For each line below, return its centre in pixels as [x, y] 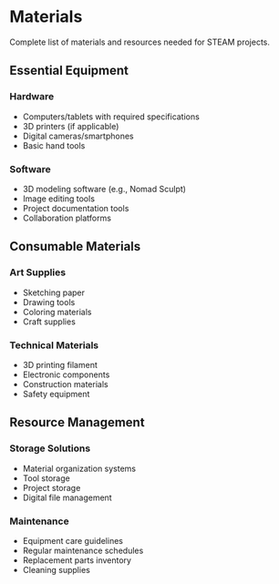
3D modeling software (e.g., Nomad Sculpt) [104, 189]
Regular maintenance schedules [83, 550]
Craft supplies [49, 322]
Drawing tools [49, 302]
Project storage [52, 487]
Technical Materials [54, 345]
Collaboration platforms [67, 218]
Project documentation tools [76, 208]
